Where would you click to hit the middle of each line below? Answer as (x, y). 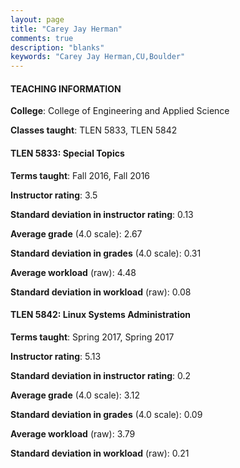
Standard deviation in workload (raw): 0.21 (100, 453)
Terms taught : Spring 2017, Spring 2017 (92, 337)
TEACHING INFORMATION (66, 88)
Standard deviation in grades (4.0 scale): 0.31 (106, 253)
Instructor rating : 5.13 (56, 356)
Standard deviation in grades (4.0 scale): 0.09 (106, 414)
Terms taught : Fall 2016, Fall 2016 (80, 175)
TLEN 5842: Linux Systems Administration (100, 315)
